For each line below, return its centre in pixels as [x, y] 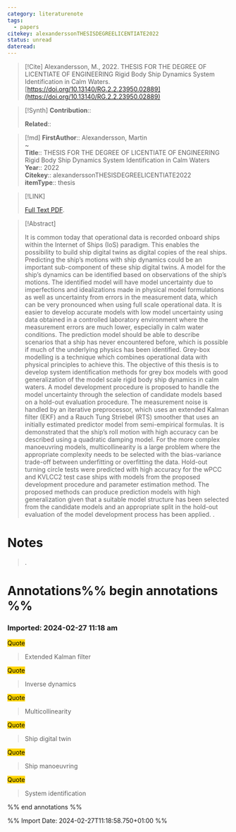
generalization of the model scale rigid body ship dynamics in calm [122, 379]
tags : [15, 20]
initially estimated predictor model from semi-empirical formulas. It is [124, 424]
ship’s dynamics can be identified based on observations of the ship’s [125, 275]
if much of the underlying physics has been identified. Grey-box [117, 349]
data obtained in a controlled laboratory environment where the [116, 319]
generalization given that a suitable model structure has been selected [126, 499]
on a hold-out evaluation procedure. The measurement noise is [116, 402]
